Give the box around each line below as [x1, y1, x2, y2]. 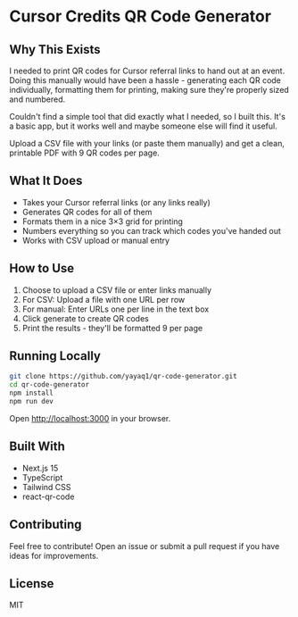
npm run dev [9, 397, 54, 406]
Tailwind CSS [21, 481, 71, 492]
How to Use [9, 261, 75, 276]
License [9, 576, 54, 591]
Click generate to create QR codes [21, 313, 149, 323]
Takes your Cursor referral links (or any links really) [21, 196, 211, 207]
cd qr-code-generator [9, 380, 90, 389]
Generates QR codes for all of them [21, 206, 153, 217]
